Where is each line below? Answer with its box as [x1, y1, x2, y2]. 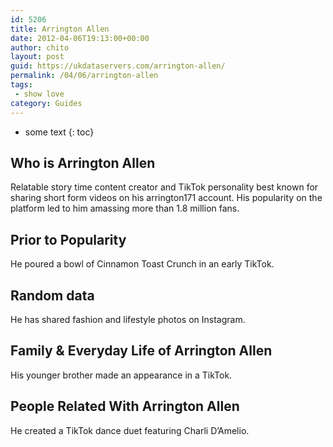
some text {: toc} [24, 126, 95, 138]
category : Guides [10, 98, 83, 108]
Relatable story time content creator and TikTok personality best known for [10, 181, 319, 193]
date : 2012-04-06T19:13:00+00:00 [10, 33, 150, 43]
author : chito [10, 42, 70, 53]
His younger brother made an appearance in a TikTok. [10, 369, 233, 381]
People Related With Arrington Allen [10, 398, 240, 415]
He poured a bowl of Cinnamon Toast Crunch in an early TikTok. [10, 258, 275, 270]
